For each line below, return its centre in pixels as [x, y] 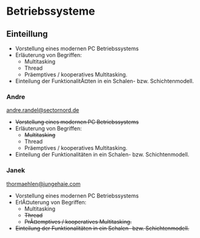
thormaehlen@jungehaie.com [43, 184]
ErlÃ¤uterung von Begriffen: [51, 202]
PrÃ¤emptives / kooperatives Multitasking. [78, 221]
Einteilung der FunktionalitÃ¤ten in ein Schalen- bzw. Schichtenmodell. [104, 81]
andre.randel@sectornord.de [43, 110]
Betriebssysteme [51, 11]
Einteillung [27, 34]
